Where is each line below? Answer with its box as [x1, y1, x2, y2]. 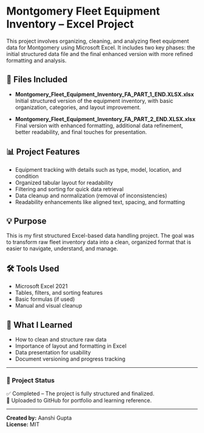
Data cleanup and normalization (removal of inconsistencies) [15, 192, 168, 199]
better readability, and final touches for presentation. [15, 128, 148, 135]
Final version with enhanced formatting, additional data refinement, [15, 122, 183, 129]
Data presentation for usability [15, 349, 91, 356]
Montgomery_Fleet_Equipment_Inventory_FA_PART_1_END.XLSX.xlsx [15, 90, 194, 98]
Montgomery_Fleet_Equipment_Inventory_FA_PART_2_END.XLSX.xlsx [15, 115, 196, 122]
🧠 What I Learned [6, 320, 73, 330]
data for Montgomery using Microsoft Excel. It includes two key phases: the [6, 44, 195, 51]
